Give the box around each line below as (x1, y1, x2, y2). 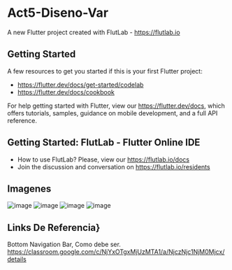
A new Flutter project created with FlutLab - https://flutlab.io (7, 28, 180, 36)
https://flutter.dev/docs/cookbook (17, 87, 115, 96)
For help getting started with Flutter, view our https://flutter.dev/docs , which (7, 101, 226, 110)
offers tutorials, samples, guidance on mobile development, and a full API (7, 108, 218, 117)
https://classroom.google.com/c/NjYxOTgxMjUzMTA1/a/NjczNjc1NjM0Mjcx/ (7, 248, 225, 256)
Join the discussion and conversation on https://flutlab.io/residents (17, 162, 211, 171)
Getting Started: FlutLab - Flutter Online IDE (7, 136, 201, 148)
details (7, 255, 27, 264)
